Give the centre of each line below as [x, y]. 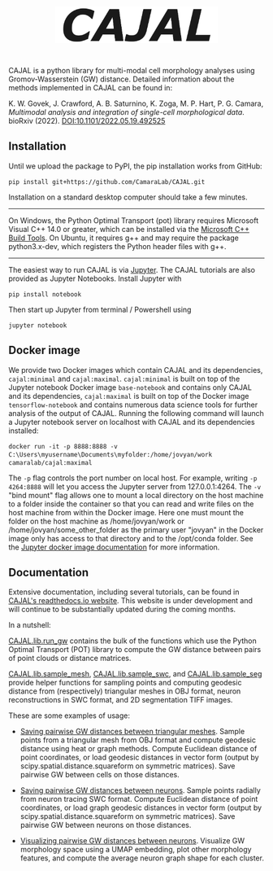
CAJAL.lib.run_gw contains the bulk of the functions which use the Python [133, 641]
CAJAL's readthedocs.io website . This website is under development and [131, 601]
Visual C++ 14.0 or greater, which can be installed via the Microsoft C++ [129, 229]
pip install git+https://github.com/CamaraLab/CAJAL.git [107, 182]
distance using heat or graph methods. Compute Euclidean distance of [139, 749]
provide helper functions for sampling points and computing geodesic [125, 683]
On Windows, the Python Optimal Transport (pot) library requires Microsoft [134, 220]
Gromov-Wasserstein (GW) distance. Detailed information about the [121, 79]
